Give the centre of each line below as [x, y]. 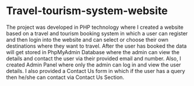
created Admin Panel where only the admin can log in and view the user [94, 64]
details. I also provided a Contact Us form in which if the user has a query [96, 71]
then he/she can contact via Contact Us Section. [65, 77]
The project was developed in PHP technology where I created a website [95, 27]
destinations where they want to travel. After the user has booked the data [97, 46]
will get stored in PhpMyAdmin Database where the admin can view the [93, 52]
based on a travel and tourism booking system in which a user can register [97, 33]
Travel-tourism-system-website [87, 11]
